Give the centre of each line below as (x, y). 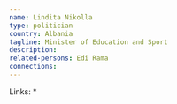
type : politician (41, 26)
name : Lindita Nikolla (51, 17)
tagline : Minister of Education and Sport (88, 42)
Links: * (23, 91)
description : (33, 50)
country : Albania (41, 33)
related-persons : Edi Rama (59, 58)
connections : (33, 67)
